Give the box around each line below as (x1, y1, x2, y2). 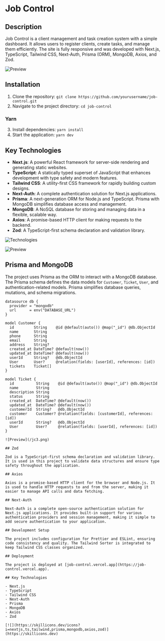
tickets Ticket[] (9, 363, 52, 369)
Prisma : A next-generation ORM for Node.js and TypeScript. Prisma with (12, 196, 160, 202)
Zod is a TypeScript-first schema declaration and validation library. (5, 454, 155, 459)
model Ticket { (5, 377, 36, 382)
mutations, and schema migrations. (5, 289, 77, 295)
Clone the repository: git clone (12, 93, 76, 99)
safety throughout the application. (5, 463, 80, 468)
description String (9, 390, 50, 394)
